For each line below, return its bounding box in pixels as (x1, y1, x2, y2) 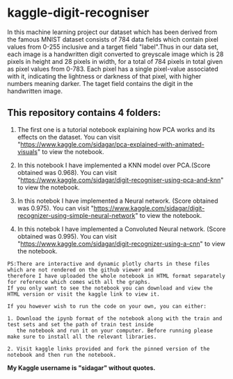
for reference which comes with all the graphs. (7, 278, 151, 285)
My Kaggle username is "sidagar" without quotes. (7, 363, 156, 372)
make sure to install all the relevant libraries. (7, 333, 157, 340)
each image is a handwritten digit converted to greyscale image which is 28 (7, 50, 224, 58)
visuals (17, 147, 38, 155)
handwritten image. (7, 87, 63, 95)
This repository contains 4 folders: (7, 107, 161, 119)
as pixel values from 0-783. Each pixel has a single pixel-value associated (7, 65, 219, 73)
